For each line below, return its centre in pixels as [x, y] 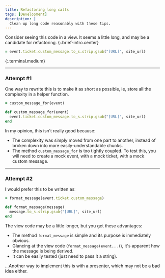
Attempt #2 [19, 179]
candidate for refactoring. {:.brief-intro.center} [52, 43]
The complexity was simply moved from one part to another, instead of [84, 140]
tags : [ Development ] [26, 14]
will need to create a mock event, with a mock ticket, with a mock [78, 156]
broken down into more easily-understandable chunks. [68, 145]
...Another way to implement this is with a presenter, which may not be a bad [82, 266]
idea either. [16, 271]
